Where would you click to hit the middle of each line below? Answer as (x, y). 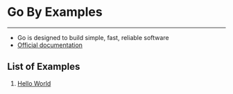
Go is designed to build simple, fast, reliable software (93, 37)
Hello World (34, 83)
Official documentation (50, 45)
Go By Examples (55, 12)
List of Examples (44, 67)
